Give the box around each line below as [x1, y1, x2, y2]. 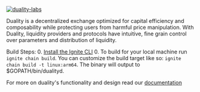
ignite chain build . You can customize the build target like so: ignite [6, 55, 181, 61]
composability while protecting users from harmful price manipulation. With [6, 24, 195, 31]
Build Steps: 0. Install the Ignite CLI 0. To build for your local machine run [6, 48, 187, 55]
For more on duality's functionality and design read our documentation [6, 79, 182, 86]
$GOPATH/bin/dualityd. [6, 67, 65, 75]
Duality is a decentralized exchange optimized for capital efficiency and [6, 17, 184, 24]
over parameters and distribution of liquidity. [6, 37, 117, 43]
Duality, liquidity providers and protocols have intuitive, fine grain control [6, 30, 187, 37]
